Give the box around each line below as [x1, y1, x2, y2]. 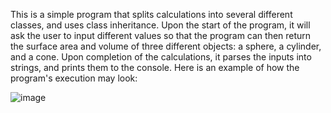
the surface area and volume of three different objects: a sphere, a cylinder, [10, 40, 322, 52]
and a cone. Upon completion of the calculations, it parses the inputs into [10, 51, 312, 63]
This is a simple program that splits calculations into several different [10, 9, 293, 20]
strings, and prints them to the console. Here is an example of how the [10, 62, 300, 73]
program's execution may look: [10, 72, 138, 84]
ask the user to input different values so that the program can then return [10, 30, 312, 41]
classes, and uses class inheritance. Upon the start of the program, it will [10, 19, 311, 31]
